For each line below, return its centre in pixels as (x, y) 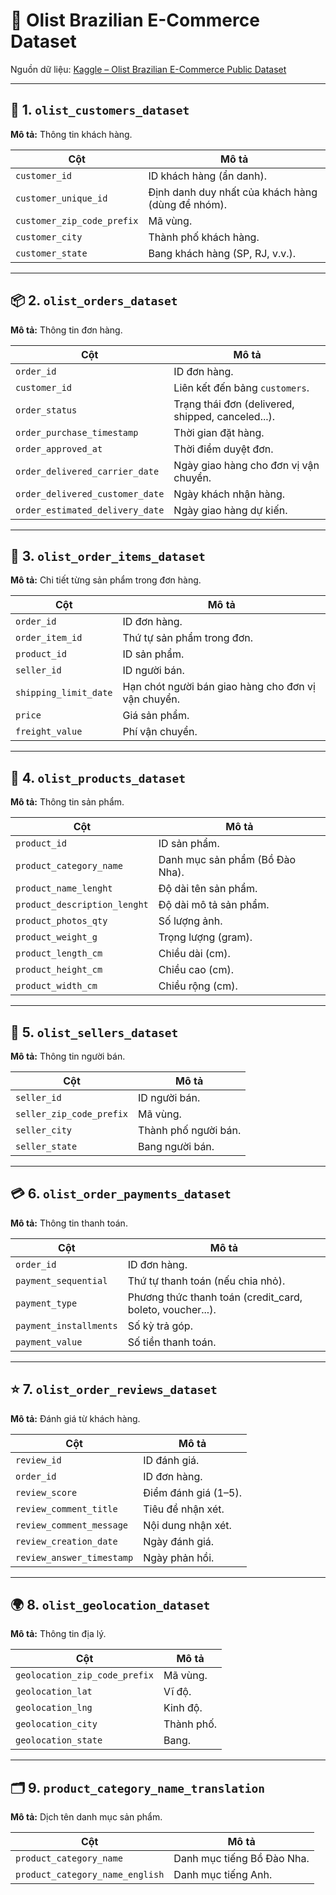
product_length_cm (59, 953)
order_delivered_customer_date (90, 493)
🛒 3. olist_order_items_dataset (108, 555)
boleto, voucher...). (172, 1309)
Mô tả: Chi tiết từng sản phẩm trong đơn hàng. (106, 580)
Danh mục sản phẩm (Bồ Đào (227, 860)
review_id (38, 1460)
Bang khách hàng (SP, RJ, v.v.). (222, 253)
